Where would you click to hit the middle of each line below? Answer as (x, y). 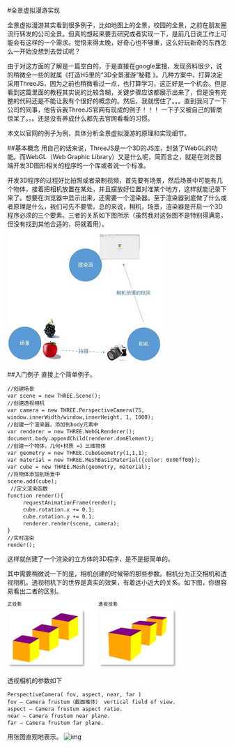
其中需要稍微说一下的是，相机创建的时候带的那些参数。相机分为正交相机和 (114, 574)
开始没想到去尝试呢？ (50, 51)
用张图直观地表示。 (35, 737)
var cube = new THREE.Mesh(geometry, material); (79, 467)
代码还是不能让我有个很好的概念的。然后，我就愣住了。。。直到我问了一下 (123, 101)
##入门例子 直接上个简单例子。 (52, 374)
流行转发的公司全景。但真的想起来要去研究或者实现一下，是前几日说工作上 (114, 34)
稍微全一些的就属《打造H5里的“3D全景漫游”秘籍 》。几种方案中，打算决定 (118, 75)
